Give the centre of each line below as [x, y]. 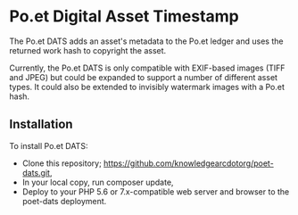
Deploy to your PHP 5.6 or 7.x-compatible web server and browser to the [156, 191]
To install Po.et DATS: [49, 145]
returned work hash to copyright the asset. [88, 50]
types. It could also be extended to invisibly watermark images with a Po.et [147, 87]
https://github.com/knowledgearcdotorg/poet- [189, 163]
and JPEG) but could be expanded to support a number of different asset [144, 77]
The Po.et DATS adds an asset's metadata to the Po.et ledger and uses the [146, 41]
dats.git [36, 172]
